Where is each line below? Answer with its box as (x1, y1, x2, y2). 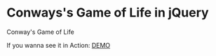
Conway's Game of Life (6, 28, 74, 36)
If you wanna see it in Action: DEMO (6, 41, 111, 49)
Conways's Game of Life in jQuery (6, 5, 209, 21)
